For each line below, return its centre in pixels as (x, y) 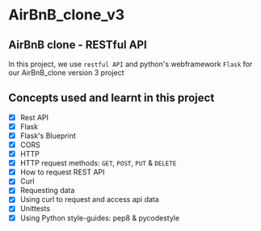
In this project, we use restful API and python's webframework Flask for (130, 64)
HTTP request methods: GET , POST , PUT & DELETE (98, 163)
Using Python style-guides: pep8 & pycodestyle (100, 218)
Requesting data (47, 191)
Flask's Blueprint (48, 136)
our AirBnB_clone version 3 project (66, 73)
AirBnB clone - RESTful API (78, 45)
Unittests (35, 208)
